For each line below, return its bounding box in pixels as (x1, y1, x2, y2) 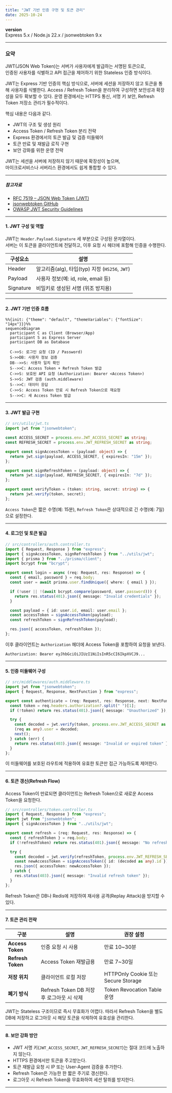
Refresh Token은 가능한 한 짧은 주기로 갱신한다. (12, 1070, 109, 1077)
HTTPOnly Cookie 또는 (104, 970, 159, 978)
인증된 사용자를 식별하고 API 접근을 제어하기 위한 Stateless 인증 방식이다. (5, 69, 152, 75)
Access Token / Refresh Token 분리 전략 (12, 128, 96, 134)
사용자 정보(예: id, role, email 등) (36, 275, 111, 282)
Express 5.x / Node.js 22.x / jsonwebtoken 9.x (5, 32, 102, 38)
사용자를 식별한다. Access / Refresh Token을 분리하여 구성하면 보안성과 (10, 87, 155, 93)
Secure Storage (104, 977, 142, 984)
